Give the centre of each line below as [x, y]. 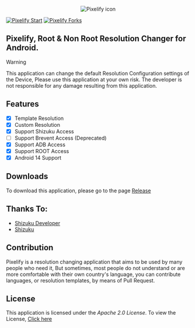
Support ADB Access [40, 144]
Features [22, 104]
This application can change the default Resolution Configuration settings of [98, 73]
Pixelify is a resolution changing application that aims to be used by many [94, 262]
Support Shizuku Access [44, 131]
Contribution [30, 248]
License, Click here [29, 319]
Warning [16, 62]
